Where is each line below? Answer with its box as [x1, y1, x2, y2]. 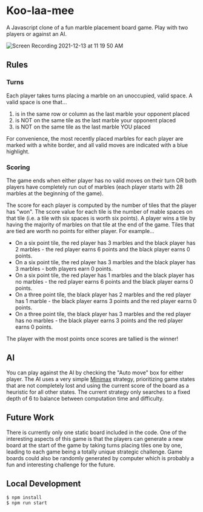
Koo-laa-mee [6, 4, 75, 18]
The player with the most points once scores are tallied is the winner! [6, 335, 179, 342]
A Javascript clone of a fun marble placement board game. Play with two [6, 24, 188, 31]
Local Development [6, 479, 81, 489]
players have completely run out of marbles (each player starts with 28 [6, 183, 183, 191]
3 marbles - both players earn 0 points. [15, 265, 113, 272]
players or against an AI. [6, 30, 67, 37]
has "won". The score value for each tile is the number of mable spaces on [6, 208, 193, 215]
